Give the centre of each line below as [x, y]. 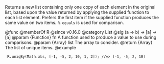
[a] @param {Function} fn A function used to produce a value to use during [81, 37]
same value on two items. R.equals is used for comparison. [65, 22]
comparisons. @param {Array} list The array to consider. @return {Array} [79, 43]
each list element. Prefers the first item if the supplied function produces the [82, 17]
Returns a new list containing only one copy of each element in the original [80, 7]
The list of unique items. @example [41, 48]
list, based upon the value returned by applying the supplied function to [77, 12]
